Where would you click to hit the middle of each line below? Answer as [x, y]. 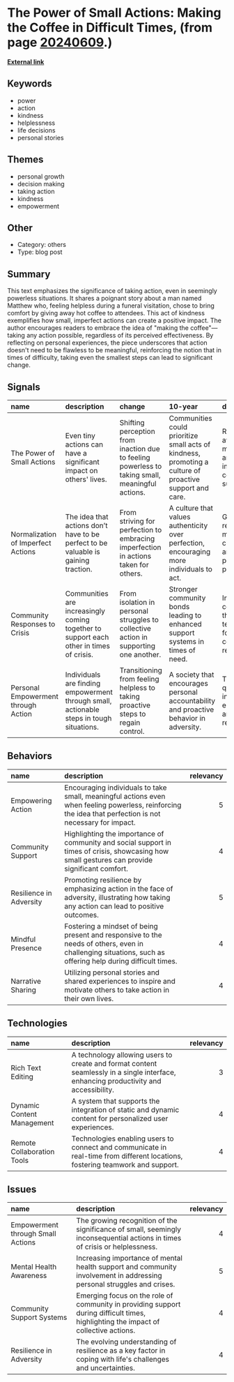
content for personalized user [120, 1118]
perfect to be [86, 543]
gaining [77, 561]
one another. [140, 655]
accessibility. [93, 1090]
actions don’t [86, 526]
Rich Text [26, 1067]
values [180, 517]
